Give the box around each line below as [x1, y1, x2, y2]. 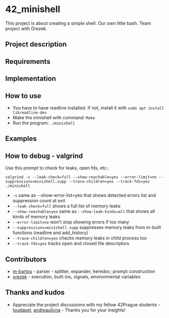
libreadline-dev [12, 110, 47, 115]
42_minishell [5, 4, 61, 15]
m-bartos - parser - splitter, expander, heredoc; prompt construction [12, 268, 155, 274]
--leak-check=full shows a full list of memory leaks [12, 203, 121, 209]
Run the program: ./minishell [12, 120, 75, 126]
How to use [5, 92, 41, 100]
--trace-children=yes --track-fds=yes [68, 179, 150, 184]
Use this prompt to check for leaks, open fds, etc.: [5, 165, 109, 171]
